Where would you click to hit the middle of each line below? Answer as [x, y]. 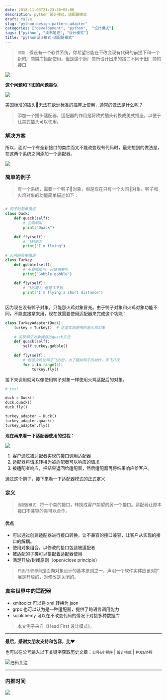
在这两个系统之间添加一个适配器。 [40, 154]
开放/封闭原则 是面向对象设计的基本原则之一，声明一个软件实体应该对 [86, 571]
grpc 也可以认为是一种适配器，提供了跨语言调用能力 [66, 609]
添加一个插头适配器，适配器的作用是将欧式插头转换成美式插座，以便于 [89, 115]
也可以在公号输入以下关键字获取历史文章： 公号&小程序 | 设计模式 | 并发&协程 [79, 652]
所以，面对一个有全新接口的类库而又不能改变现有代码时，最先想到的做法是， [83, 148]
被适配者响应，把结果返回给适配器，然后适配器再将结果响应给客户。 [82, 468]
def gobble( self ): [33, 265]
